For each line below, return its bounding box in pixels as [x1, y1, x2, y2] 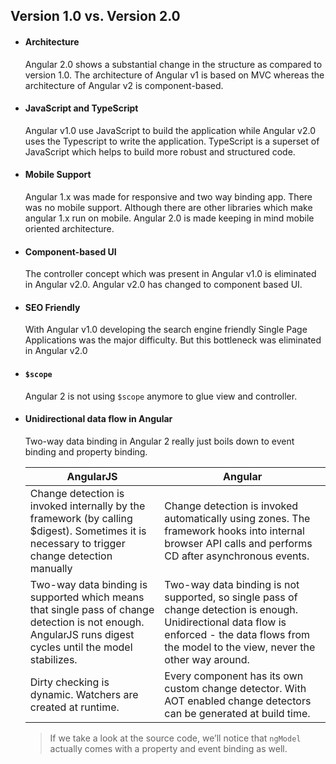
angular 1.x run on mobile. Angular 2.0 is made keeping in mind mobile [24, 212, 315, 224]
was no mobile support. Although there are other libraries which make [24, 202, 313, 213]
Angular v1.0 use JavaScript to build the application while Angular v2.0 [24, 124, 317, 136]
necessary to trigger [29, 536, 126, 550]
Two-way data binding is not [164, 577, 300, 591]
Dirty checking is [29, 675, 110, 689]
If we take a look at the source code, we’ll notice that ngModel [49, 732, 302, 744]
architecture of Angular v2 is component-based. [24, 79, 224, 91]
